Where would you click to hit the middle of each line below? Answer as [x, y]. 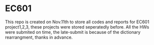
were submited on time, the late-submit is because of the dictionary [73, 32]
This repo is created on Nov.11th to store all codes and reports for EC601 [77, 22]
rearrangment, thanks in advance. [39, 37]
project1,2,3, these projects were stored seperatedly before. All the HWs [77, 27]
